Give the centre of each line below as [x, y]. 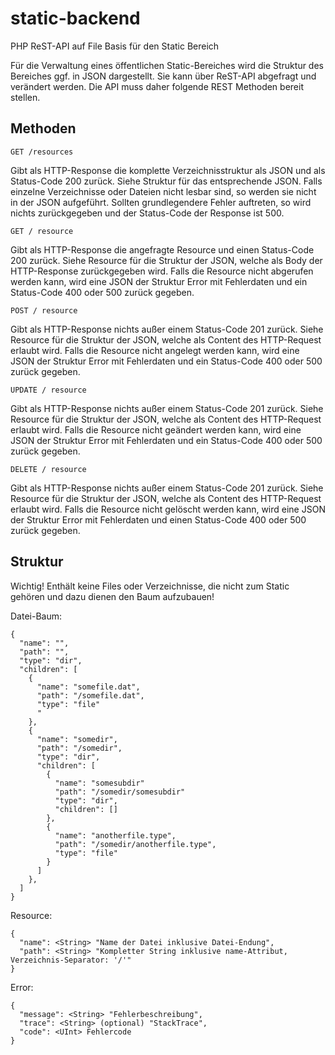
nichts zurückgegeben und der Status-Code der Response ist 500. [147, 213]
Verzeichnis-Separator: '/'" [71, 960]
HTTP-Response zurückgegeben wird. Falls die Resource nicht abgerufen [162, 271]
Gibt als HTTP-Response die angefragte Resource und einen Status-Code [162, 249]
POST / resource [44, 310]
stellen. [25, 97]
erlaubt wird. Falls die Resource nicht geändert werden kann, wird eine [156, 429]
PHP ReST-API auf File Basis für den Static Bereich [115, 46]
